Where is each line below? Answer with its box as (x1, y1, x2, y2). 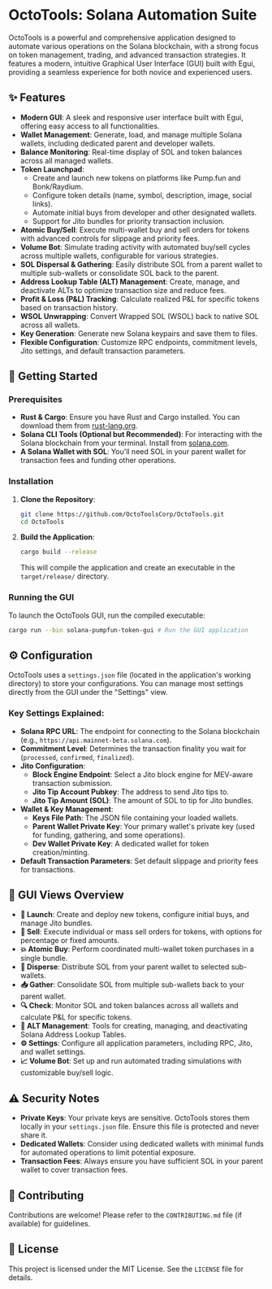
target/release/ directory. (19, 571, 110, 581)
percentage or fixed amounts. (19, 936, 120, 946)
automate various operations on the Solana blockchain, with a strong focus (8, 41, 259, 50)
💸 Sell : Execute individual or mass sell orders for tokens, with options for (19, 927, 262, 937)
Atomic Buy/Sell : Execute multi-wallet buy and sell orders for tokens (19, 225, 250, 234)
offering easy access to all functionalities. (19, 120, 160, 131)
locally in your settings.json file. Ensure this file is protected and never (19, 1121, 260, 1132)
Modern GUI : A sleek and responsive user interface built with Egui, (19, 112, 244, 122)
